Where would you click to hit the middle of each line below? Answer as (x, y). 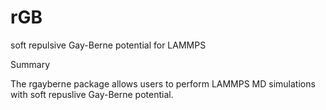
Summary (30, 64)
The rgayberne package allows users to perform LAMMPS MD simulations (163, 83)
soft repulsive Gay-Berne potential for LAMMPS (108, 45)
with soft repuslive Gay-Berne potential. (92, 94)
